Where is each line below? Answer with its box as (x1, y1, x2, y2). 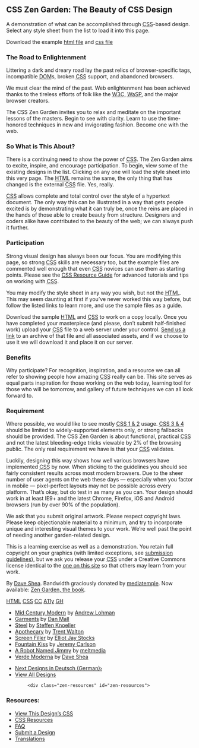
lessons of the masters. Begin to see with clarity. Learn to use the (6, 115, 166, 122)
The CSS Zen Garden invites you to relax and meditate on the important (6, 109, 181, 116)
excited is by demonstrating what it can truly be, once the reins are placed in (6, 205, 194, 213)
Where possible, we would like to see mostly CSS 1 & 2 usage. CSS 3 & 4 (6, 420, 184, 427)
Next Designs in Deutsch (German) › (14, 665, 103, 672)
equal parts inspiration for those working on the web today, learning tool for (6, 379, 191, 386)
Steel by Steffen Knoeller (14, 622, 76, 629)
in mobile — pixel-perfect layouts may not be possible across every (6, 482, 171, 489)
